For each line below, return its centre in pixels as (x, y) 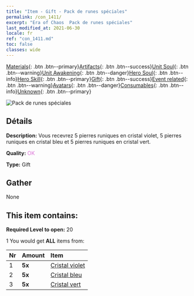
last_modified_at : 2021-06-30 (43, 28)
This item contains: (42, 215)
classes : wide (24, 50)
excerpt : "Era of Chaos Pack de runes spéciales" (69, 22)
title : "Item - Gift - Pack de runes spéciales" (67, 11)
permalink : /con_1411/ (34, 17)
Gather (19, 183)
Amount (33, 255)
